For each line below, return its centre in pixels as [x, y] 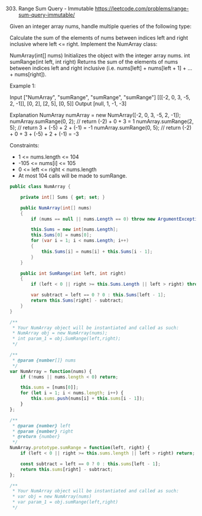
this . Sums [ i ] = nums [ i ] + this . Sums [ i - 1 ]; [97, 251]
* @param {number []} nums [44, 360]
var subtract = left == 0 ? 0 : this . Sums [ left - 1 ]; [98, 295]
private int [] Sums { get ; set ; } [63, 197]
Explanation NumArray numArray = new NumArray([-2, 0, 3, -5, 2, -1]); [95, 115]
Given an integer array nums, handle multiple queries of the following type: [100, 26]
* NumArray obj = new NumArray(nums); [60, 333]
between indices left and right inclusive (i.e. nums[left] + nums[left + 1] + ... [101, 68]
